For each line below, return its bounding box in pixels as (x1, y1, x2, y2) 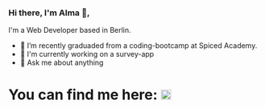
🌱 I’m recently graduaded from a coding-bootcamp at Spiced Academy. (19, 41, 258, 50)
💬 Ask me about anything (19, 58, 104, 67)
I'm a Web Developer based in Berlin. (8, 26, 131, 35)
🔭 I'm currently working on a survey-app (19, 50, 155, 59)
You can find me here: (8, 86, 159, 104)
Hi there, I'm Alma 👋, (8, 7, 90, 18)
